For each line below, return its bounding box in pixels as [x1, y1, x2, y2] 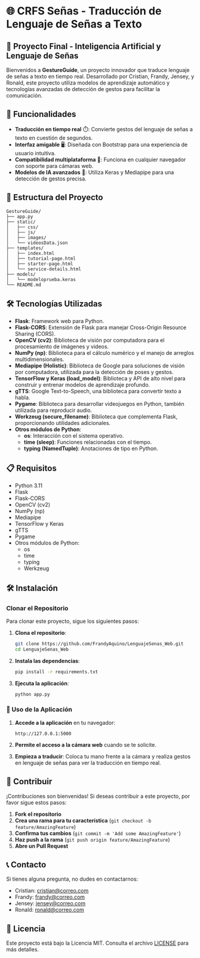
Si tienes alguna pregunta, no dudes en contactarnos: [6, 875, 139, 882]
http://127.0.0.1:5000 [14, 730, 72, 737]
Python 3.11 [14, 482, 43, 489]
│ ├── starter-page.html [6, 261, 73, 267]
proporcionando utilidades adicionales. [14, 420, 111, 427]
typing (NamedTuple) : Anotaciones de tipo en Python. [23, 445, 158, 452]
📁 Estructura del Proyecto [6, 192, 103, 203]
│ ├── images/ [6, 234, 47, 240]
